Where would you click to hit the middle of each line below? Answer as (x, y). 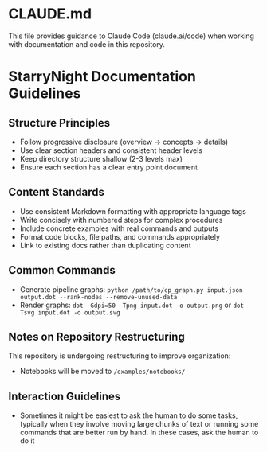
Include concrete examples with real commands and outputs (119, 228)
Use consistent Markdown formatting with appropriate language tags (133, 211)
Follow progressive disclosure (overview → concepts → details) (124, 142)
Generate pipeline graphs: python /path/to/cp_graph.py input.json (131, 289)
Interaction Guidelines (65, 396)
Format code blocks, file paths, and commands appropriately (120, 236)
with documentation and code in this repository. (87, 44)
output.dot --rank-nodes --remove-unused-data (98, 297)
